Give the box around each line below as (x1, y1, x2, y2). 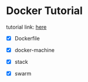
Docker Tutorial (6, 4, 83, 18)
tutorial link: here (6, 23, 47, 30)
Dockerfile (14, 35, 40, 42)
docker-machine (14, 47, 55, 53)
